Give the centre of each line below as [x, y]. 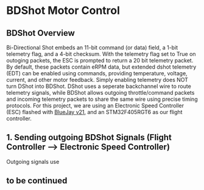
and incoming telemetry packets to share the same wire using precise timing [102, 99]
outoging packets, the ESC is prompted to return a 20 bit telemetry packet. [100, 60]
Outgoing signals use [33, 161]
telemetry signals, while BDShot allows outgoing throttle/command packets [100, 93]
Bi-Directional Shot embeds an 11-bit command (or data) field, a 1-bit [92, 47]
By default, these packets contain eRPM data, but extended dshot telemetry [101, 67]
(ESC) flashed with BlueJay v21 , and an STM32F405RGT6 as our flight [94, 112]
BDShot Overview [40, 33]
